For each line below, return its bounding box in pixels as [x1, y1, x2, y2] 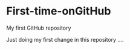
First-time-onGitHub [6, 4, 111, 18]
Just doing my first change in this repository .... [6, 36, 124, 43]
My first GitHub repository [6, 24, 71, 31]
